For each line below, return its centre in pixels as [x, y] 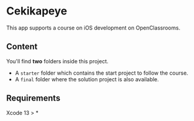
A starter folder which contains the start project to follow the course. [102, 73]
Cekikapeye [37, 11]
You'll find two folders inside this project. [57, 61]
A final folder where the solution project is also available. [87, 79]
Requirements [33, 98]
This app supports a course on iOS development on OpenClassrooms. [93, 28]
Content [22, 47]
